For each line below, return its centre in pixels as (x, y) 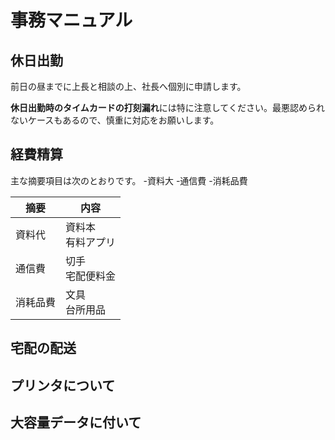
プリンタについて (63, 385)
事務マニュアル (71, 20)
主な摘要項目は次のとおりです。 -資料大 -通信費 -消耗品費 (129, 180)
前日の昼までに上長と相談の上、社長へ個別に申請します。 (128, 86)
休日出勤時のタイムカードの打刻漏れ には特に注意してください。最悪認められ (167, 107)
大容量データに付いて (76, 422)
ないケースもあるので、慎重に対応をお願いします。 (115, 120)
